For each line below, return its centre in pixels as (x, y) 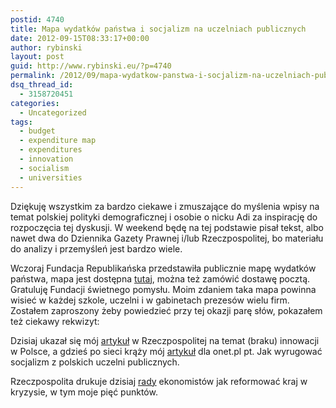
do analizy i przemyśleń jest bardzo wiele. (96, 248)
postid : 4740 (37, 19)
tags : (21, 122)
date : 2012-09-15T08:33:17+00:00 (80, 38)
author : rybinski (46, 47)
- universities (51, 177)
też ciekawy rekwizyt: (55, 321)
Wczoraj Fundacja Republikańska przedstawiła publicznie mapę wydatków (163, 268)
